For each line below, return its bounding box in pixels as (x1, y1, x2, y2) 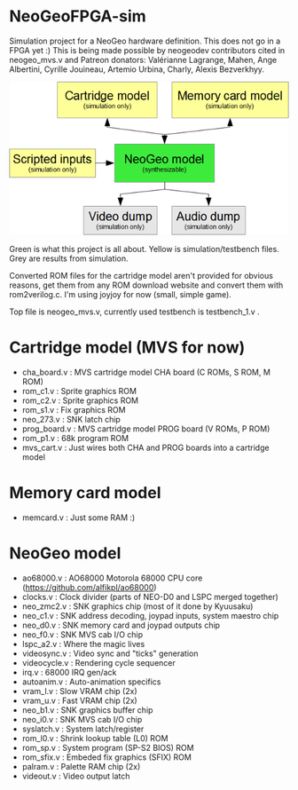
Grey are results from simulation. (9, 253, 129, 264)
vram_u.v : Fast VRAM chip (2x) (21, 695, 137, 706)
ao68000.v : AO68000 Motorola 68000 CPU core (21, 573, 203, 583)
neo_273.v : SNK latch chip (21, 414, 122, 424)
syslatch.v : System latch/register (21, 723, 145, 734)
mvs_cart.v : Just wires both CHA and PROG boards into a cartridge (21, 442, 270, 453)
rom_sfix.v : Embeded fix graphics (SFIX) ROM (21, 752, 192, 762)
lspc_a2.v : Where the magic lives (21, 638, 145, 649)
